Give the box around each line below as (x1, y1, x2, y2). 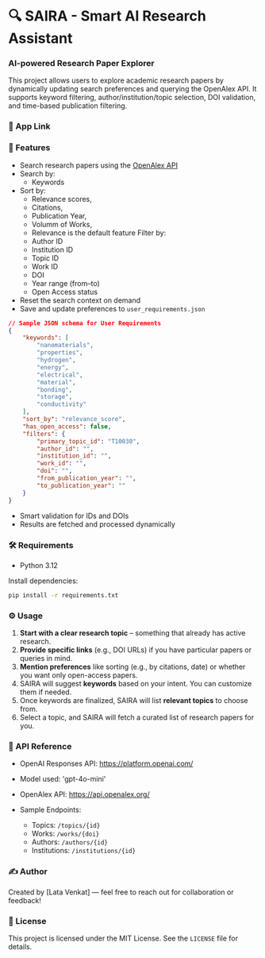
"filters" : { (22, 430, 66, 438)
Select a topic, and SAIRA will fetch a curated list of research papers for (19, 713, 255, 722)
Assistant (8, 29, 73, 48)
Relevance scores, (31, 194, 93, 203)
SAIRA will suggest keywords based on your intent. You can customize (19, 679, 252, 689)
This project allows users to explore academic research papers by (8, 75, 225, 85)
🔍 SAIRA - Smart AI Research (8, 7, 206, 25)
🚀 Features (8, 142, 51, 153)
